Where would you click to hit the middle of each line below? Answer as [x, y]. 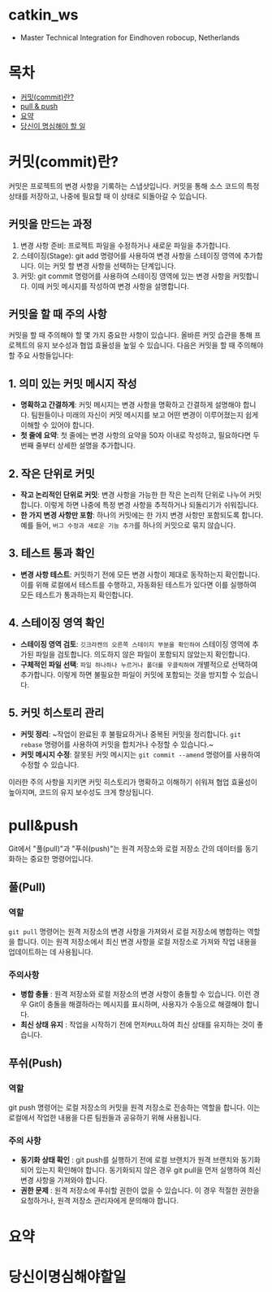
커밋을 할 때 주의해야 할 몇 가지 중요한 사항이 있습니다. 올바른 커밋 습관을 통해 [131, 335]
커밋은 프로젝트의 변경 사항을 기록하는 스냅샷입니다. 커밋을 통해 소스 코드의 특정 [134, 186]
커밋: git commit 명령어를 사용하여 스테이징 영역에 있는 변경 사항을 [125, 276]
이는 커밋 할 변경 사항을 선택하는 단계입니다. [107, 265]
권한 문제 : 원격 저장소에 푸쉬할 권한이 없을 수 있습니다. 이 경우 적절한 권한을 [140, 1190]
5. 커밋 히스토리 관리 [56, 713]
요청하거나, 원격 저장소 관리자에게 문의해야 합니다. [99, 1201]
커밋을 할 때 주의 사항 [58, 314]
